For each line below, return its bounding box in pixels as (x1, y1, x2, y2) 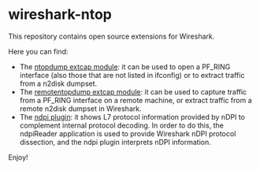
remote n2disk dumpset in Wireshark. (19, 104, 142, 113)
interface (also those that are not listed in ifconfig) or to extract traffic (19, 70, 245, 79)
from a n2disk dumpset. (19, 79, 98, 88)
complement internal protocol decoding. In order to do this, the (19, 120, 225, 130)
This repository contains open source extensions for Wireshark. (8, 31, 215, 41)
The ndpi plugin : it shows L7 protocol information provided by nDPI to (19, 112, 246, 121)
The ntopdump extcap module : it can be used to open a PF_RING (19, 61, 231, 72)
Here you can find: (8, 46, 69, 56)
